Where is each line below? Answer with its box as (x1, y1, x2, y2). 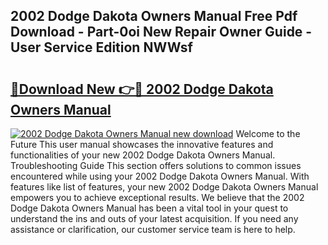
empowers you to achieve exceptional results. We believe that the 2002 (10, 192, 305, 203)
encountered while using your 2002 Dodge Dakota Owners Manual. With (10, 170, 310, 182)
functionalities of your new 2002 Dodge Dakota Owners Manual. (10, 149, 276, 161)
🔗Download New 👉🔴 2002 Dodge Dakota (10, 80, 274, 98)
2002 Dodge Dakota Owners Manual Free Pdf (10, 8, 298, 25)
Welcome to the (235, 128, 301, 139)
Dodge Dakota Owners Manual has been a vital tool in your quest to (10, 202, 289, 214)
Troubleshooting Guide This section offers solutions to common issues (10, 160, 302, 171)
